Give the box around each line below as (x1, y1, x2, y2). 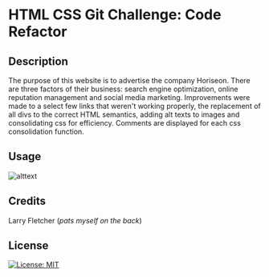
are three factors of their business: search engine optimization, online (8, 84, 238, 94)
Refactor (8, 22, 67, 41)
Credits (8, 195, 47, 208)
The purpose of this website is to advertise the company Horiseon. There (8, 76, 251, 85)
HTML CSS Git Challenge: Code (8, 6, 222, 24)
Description (8, 54, 68, 68)
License (8, 239, 49, 253)
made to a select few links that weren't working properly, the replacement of (8, 102, 261, 110)
